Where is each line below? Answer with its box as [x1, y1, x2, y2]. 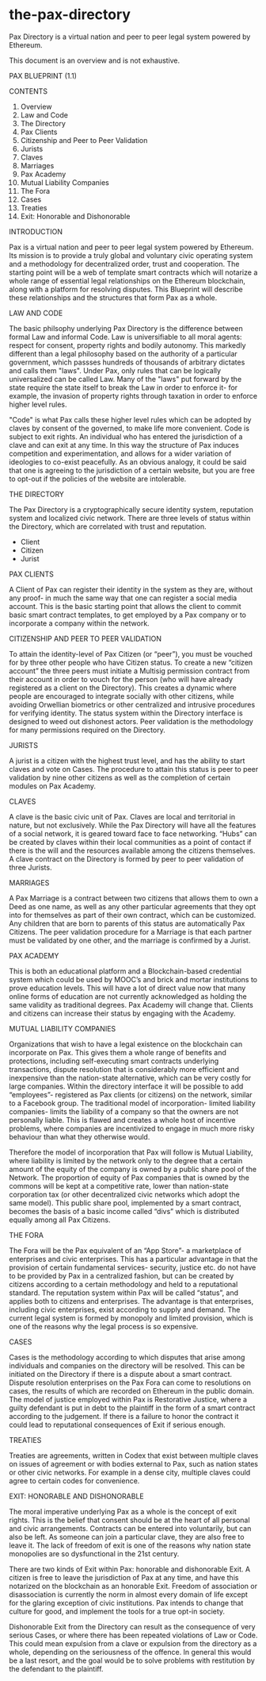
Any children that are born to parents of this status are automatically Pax [9, 919, 245, 928]
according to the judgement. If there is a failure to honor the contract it [9, 1411, 239, 1421]
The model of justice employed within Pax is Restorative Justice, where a [9, 1394, 248, 1404]
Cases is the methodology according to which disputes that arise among [9, 1352, 245, 1362]
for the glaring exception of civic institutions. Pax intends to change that [9, 1598, 244, 1607]
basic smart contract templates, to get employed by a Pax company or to [9, 610, 247, 619]
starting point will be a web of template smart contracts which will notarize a [9, 268, 258, 277]
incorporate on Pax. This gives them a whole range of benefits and [9, 1047, 226, 1057]
